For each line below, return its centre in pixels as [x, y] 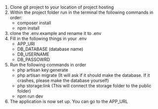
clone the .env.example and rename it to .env [56, 33]
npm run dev [30, 96]
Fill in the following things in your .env [48, 38]
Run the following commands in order [48, 65]
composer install [34, 23]
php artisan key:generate [42, 70]
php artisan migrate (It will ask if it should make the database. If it [83, 75]
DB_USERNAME [33, 54]
